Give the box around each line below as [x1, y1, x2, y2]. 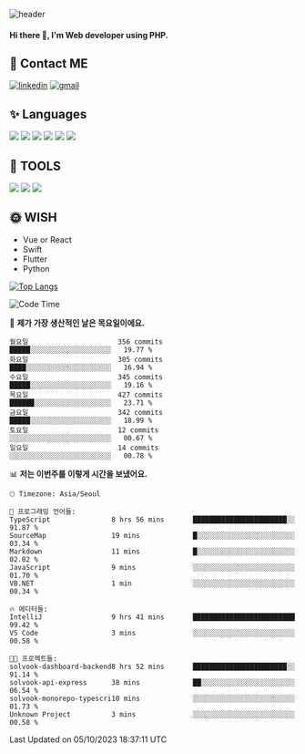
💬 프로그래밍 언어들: [9, 507, 76, 516]
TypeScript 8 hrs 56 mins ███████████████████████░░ [9, 515, 296, 524]
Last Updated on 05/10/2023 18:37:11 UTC [9, 734, 168, 745]
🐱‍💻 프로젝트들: [9, 654, 57, 663]
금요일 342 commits [9, 408, 164, 417]
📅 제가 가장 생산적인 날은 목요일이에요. [9, 317, 146, 328]
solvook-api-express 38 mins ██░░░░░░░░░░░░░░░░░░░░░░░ [9, 677, 296, 687]
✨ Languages [9, 106, 87, 122]
